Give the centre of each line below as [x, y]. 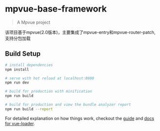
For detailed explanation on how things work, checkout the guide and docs [80, 118]
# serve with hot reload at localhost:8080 [50, 78]
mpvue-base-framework [56, 9]
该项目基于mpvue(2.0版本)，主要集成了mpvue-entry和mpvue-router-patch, [80, 32]
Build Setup [23, 54]
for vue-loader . [20, 123]
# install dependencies [29, 65]
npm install [17, 69]
